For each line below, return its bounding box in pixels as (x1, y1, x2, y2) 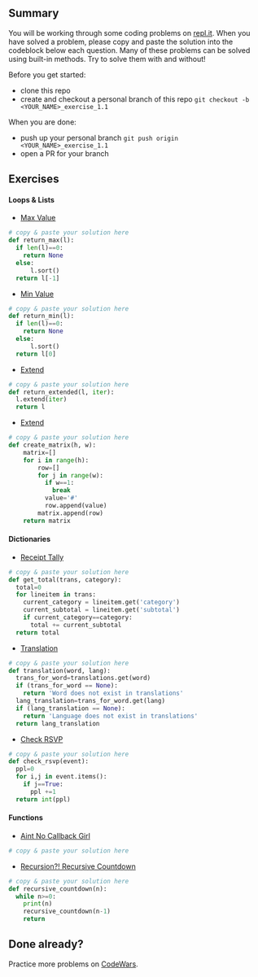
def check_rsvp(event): (8, 757, 90, 765)
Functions (8, 813, 43, 822)
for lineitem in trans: (15, 591, 96, 599)
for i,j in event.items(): (15, 773, 107, 781)
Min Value (20, 289, 55, 299)
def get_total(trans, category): (8, 575, 122, 584)
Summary (8, 7, 59, 20)
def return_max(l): (8, 236, 75, 245)
